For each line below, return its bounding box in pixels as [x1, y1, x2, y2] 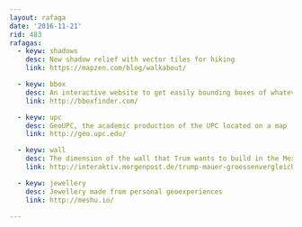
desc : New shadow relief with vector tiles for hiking [25, 55, 235, 64]
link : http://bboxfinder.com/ [25, 96, 139, 105]
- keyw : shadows [17, 47, 78, 56]
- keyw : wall [17, 146, 67, 155]
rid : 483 [9, 30, 42, 39]
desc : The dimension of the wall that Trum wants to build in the [25, 154, 280, 163]
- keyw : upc [17, 113, 63, 122]
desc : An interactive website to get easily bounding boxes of [25, 87, 268, 97]
